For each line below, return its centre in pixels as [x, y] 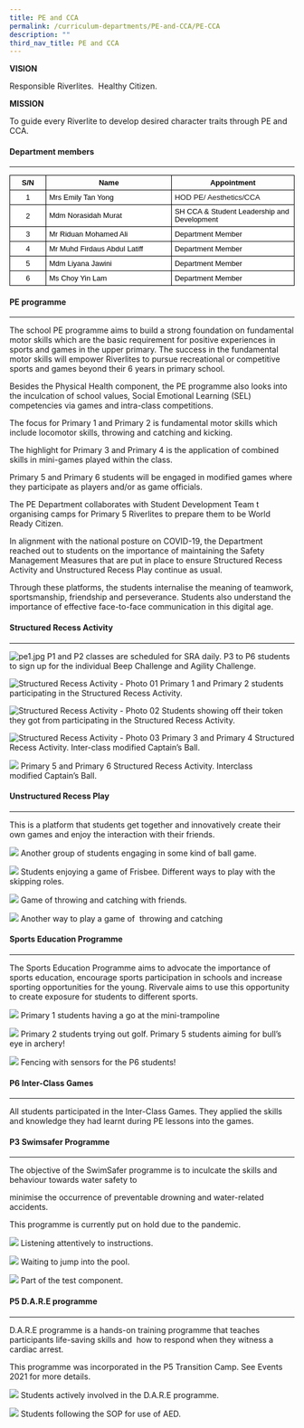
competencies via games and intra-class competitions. [112, 406]
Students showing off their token [222, 710]
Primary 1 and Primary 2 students [222, 683]
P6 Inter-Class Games [52, 1083]
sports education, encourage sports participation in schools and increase [146, 978]
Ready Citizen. [36, 524]
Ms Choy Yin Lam [78, 278]
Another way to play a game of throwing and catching [122, 918]
